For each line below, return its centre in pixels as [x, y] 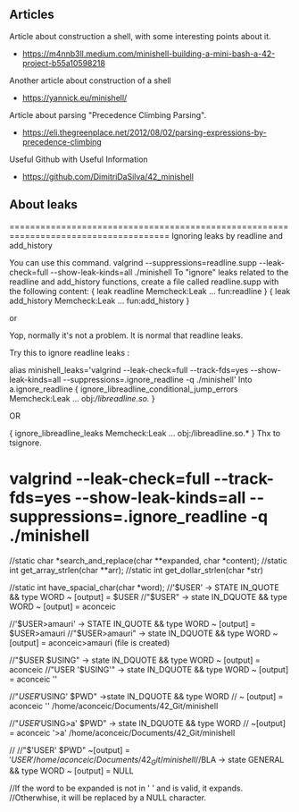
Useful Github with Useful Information [79, 159]
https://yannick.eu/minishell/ [75, 97]
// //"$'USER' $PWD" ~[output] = [70, 749]
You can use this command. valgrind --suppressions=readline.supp [133, 262]
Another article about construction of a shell [90, 80]
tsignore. [25, 443]
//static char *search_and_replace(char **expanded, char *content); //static [148, 560]
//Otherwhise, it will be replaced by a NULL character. [108, 798]
